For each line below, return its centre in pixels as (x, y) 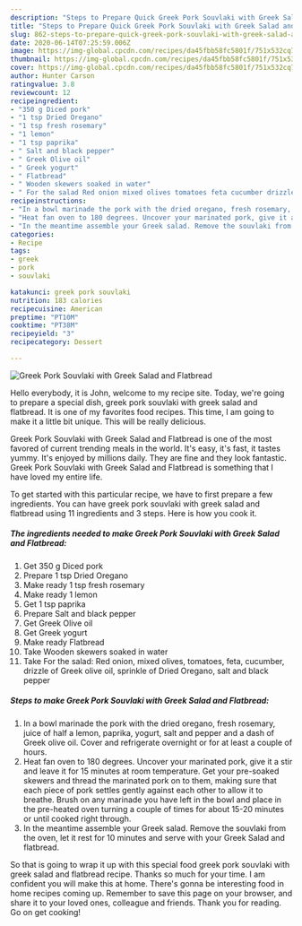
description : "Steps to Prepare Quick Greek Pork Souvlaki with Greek (145, 17)
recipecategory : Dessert (56, 342)
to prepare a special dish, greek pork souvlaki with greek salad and (134, 402)
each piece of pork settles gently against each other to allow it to (143, 790)
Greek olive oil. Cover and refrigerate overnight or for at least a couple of (158, 742)
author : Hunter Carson (52, 76)
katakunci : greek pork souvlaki (70, 292)
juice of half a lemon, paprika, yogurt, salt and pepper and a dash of (149, 732)
